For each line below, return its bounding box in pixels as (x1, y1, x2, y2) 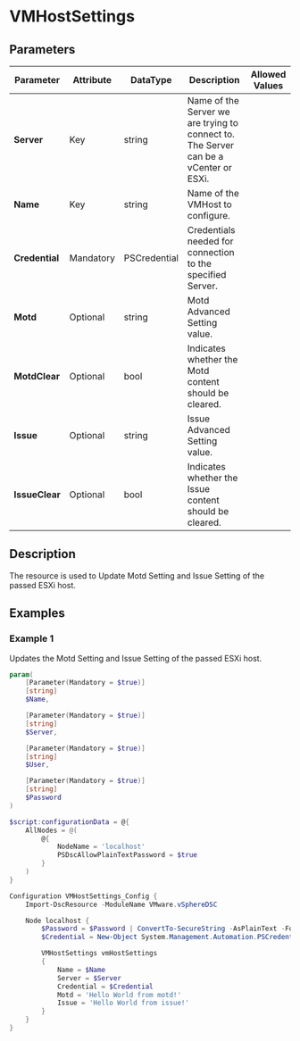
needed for (187, 235, 234, 247)
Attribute (72, 74, 112, 86)
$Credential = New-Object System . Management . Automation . (41, 933, 257, 942)
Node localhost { (25, 916, 90, 925)
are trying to (187, 117, 238, 129)
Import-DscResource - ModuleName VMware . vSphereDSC (25, 900, 218, 909)
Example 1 (9, 632, 54, 645)
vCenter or (187, 162, 232, 173)
